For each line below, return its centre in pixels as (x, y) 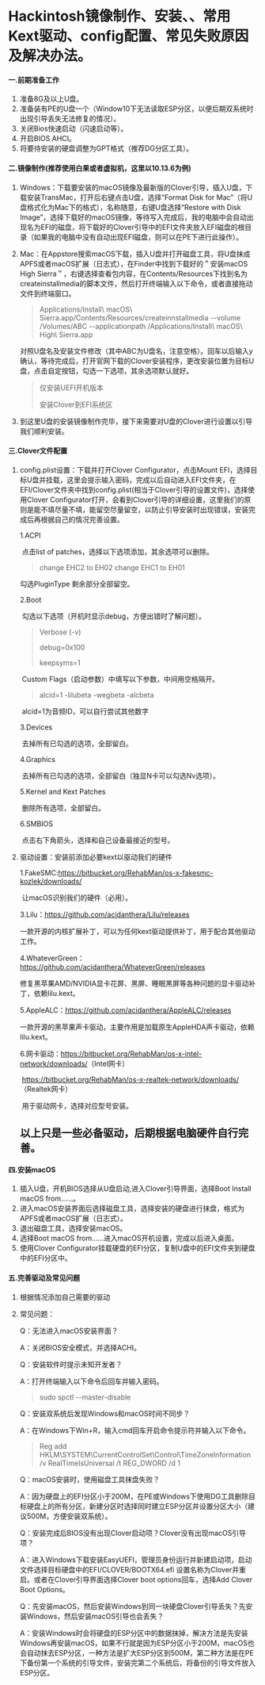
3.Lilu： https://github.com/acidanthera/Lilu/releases (104, 914)
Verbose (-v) (60, 632)
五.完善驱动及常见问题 (44, 1277)
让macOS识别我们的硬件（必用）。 (77, 898)
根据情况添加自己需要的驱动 (65, 1296)
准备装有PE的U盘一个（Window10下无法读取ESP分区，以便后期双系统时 (137, 109)
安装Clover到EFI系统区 (76, 404)
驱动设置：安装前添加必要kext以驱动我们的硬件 (96, 856)
